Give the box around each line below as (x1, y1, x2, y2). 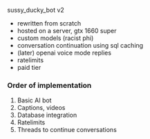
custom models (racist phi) (17, 34, 94, 42)
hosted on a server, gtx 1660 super (17, 27, 117, 35)
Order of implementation (7, 80, 92, 90)
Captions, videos (17, 104, 66, 112)
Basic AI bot (17, 96, 52, 104)
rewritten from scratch (17, 19, 82, 27)
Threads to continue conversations (17, 126, 118, 134)
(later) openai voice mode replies (17, 48, 112, 57)
